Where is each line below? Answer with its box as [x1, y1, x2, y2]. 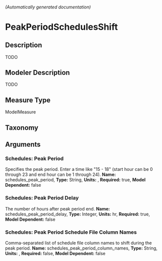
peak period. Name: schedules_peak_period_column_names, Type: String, [5, 245, 158, 251]
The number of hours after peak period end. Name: [5, 206, 110, 211]
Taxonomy [5, 123, 39, 132]
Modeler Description [5, 68, 70, 77]
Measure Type [5, 96, 51, 104]
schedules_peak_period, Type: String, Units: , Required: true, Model [5, 177, 146, 183]
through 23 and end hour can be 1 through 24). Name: [5, 171, 116, 178]
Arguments [5, 140, 41, 149]
